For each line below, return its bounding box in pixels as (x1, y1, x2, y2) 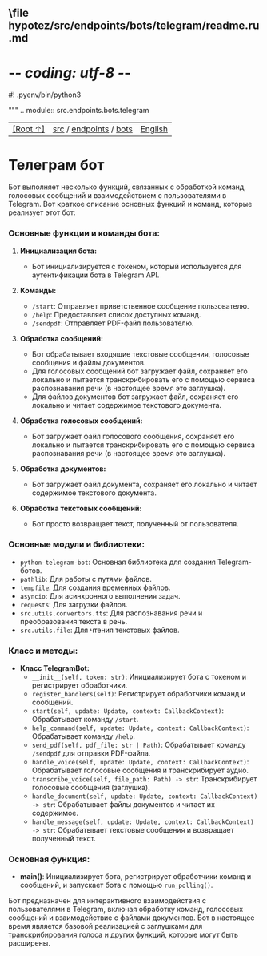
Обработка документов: (19, 464, 106, 474)
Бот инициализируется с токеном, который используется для (31, 261, 242, 271)
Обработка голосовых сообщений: (19, 416, 143, 426)
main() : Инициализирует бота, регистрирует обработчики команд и (19, 872, 252, 881)
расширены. (8, 938, 50, 948)
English (140, 123, 168, 135)
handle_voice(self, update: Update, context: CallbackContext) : (31, 757, 249, 767)
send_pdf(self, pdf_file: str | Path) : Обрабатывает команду (31, 740, 246, 750)
